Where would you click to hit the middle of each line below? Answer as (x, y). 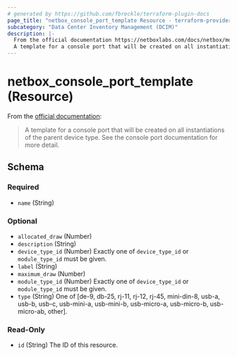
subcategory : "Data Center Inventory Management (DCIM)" (93, 27)
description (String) (47, 244)
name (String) (36, 203)
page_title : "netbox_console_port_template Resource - (90, 20)
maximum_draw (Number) (51, 273)
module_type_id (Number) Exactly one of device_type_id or (103, 281)
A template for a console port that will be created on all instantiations (124, 130)
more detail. (42, 145)
